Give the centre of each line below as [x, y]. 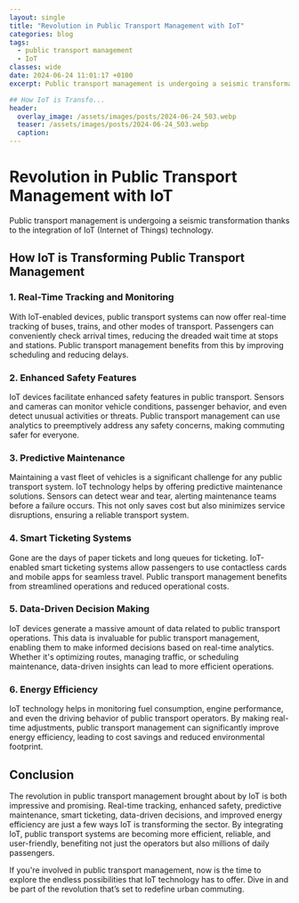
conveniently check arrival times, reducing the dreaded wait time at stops [144, 336]
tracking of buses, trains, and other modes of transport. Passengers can [141, 326]
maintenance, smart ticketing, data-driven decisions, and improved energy [146, 815]
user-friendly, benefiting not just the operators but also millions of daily [139, 843]
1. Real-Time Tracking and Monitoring [92, 297]
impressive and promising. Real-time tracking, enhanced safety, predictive [145, 805]
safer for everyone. [44, 435]
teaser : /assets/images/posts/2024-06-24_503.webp [113, 125]
